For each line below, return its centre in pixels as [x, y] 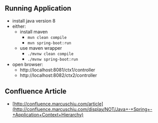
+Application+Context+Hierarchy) [48, 114]
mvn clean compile [47, 37]
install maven [34, 32]
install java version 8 [34, 20]
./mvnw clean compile [50, 54]
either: [19, 26]
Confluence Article [36, 91]
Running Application [38, 8]
